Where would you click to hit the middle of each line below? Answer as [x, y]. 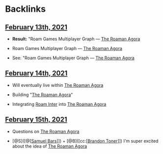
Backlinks [26, 9]
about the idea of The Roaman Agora [50, 146]
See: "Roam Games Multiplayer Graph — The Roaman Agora [73, 58]
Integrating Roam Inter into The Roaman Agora [59, 104]
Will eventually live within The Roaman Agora [58, 85]
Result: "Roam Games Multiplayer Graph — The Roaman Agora [76, 39]
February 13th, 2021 [36, 27]
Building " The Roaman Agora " [42, 95]
